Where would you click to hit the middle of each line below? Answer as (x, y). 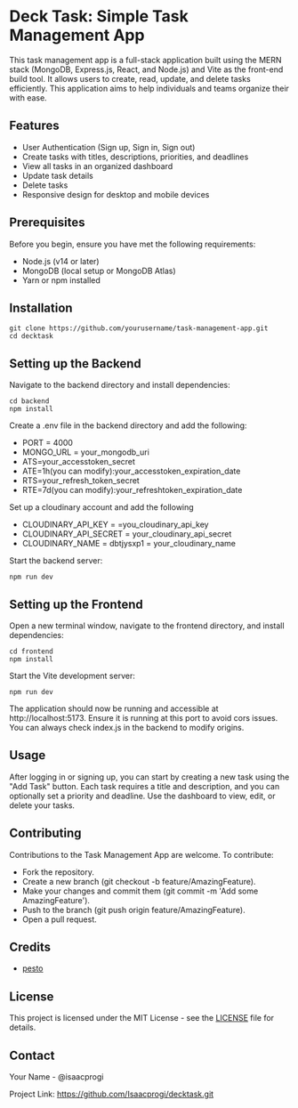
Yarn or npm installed (61, 280)
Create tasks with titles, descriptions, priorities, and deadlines (135, 157)
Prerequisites (47, 223)
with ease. (28, 97)
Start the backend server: (56, 561)
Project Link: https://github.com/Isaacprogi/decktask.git (112, 1094)
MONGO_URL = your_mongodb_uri (85, 452)
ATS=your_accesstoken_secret (79, 462)
